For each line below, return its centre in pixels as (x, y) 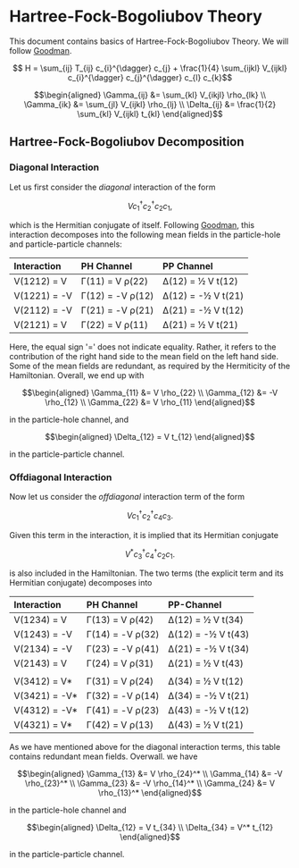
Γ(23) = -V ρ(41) (123, 649)
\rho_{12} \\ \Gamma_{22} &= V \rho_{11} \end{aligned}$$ (150, 402)
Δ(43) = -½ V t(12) (209, 711)
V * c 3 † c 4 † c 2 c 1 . (150, 554)
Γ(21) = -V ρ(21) (117, 310)
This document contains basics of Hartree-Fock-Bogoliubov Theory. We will (149, 41)
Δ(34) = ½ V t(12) (206, 681)
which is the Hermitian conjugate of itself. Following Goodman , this (132, 225)
